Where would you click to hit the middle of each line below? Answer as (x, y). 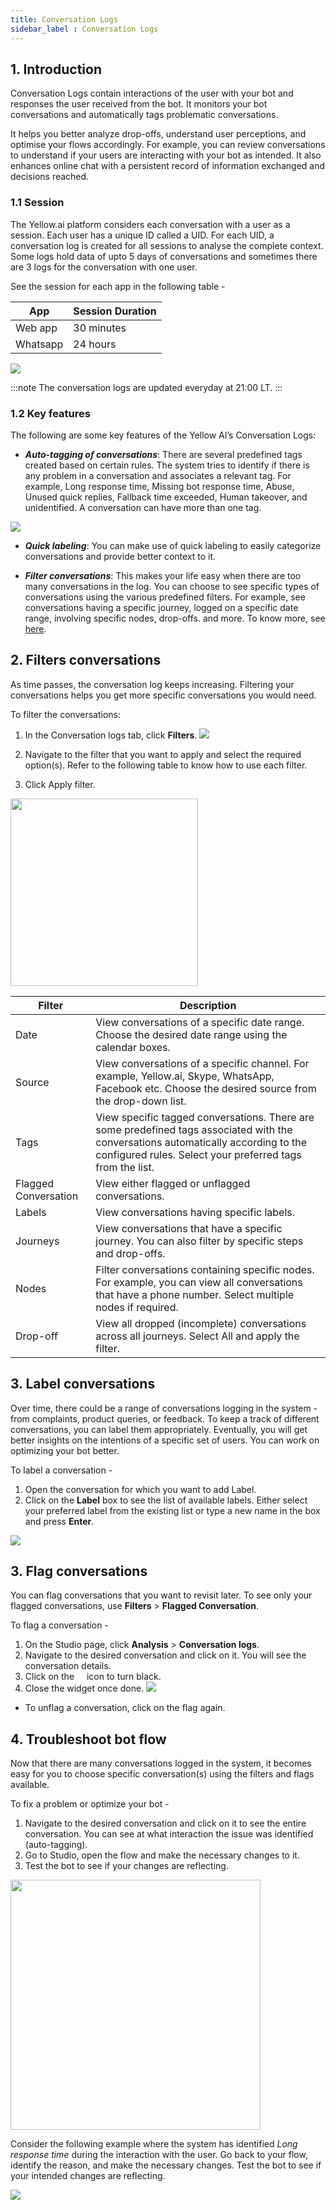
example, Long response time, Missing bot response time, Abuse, (159, 486)
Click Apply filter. (60, 784)
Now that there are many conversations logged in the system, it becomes (161, 1763)
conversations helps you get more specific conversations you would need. (163, 695)
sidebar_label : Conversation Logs (84, 29)
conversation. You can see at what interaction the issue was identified (169, 1834)
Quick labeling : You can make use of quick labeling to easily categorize (173, 545)
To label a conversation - (61, 1470)
